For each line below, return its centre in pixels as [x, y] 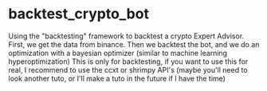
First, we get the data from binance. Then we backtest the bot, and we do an [134, 44]
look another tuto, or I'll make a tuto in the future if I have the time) [117, 78]
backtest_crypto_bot [79, 14]
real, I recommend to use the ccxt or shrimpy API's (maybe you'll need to [128, 69]
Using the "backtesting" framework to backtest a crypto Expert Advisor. [126, 36]
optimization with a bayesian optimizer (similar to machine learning [118, 53]
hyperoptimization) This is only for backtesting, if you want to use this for [128, 61]
